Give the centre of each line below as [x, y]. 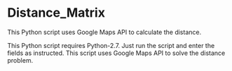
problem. [20, 60]
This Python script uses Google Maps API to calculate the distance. [104, 32]
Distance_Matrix [56, 13]
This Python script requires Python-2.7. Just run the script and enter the [111, 45]
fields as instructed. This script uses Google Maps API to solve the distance [116, 53]
